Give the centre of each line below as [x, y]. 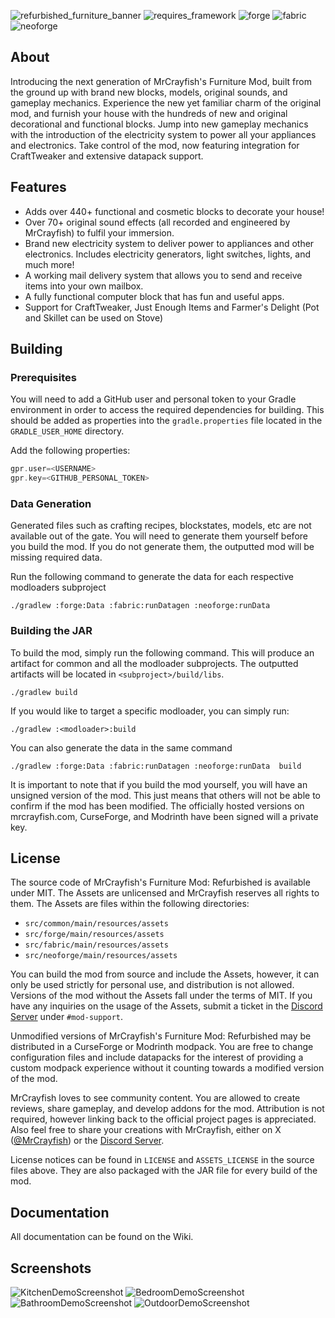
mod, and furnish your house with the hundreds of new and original [149, 113]
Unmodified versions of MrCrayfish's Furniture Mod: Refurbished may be [161, 1036]
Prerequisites [43, 377]
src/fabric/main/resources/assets [96, 945]
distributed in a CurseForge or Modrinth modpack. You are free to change [162, 1047]
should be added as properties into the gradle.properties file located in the [166, 421]
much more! [49, 264]
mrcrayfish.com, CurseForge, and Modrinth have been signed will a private [164, 816]
